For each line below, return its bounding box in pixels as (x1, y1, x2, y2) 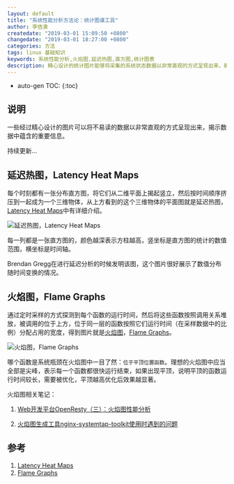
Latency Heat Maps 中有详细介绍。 (7, 207, 106, 215)
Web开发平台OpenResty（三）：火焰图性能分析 (17, 405, 151, 413)
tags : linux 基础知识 (7, 50, 66, 57)
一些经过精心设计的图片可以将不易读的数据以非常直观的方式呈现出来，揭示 (7, 123, 221, 131)
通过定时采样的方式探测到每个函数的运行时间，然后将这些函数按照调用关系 (7, 311, 221, 319)
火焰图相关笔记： (7, 390, 56, 399)
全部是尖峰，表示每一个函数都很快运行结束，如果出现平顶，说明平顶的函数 (7, 367, 221, 375)
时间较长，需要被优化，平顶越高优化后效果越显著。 (13, 375, 160, 384)
